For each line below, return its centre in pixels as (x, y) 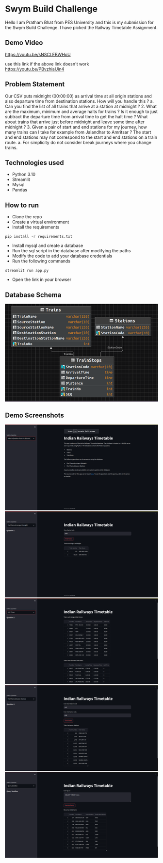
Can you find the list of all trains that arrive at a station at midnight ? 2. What (81, 106)
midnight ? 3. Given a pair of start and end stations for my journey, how (76, 127)
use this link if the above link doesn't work (47, 64)
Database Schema (33, 295)
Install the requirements (36, 227)
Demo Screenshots (34, 415)
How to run (22, 205)
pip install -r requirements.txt (39, 237)
